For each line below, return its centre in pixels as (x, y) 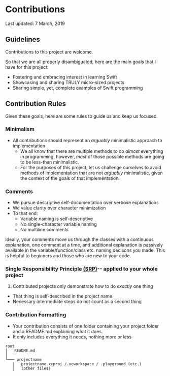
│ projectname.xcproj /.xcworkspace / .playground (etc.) (77, 364)
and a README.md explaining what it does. (58, 331)
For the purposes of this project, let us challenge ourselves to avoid (91, 167)
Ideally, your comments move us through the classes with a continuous (79, 239)
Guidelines (23, 39)
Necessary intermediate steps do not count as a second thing (77, 302)
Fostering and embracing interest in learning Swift (65, 77)
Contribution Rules (36, 104)
